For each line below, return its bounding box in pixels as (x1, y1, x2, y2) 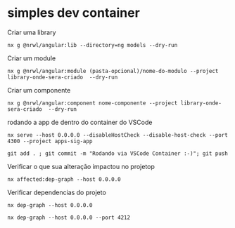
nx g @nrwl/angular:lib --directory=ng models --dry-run (7, 41, 178, 48)
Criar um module (7, 54, 56, 62)
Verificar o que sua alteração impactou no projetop (7, 162, 155, 170)
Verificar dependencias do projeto (7, 188, 107, 196)
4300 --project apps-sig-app (7, 138, 93, 145)
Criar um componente (7, 86, 71, 94)
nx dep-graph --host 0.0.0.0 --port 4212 (7, 214, 131, 221)
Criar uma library (7, 28, 56, 36)
